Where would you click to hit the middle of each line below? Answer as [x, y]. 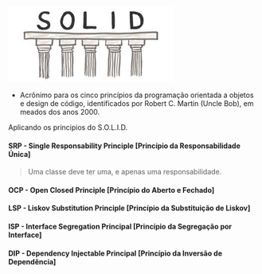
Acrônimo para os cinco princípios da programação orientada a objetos [137, 95]
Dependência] [32, 261]
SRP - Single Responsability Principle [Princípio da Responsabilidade [124, 146]
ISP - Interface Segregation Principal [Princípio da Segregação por [120, 226]
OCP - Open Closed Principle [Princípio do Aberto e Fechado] [111, 190]
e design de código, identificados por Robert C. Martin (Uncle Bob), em [137, 104]
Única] [20, 154]
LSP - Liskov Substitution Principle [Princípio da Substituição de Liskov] [129, 208]
